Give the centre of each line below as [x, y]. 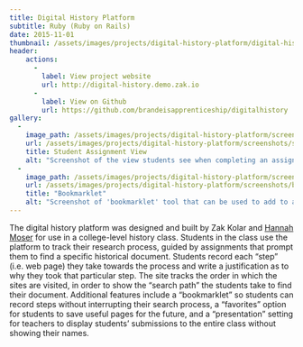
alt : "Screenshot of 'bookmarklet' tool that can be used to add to [157, 202]
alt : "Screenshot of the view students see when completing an [147, 160]
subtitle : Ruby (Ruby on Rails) [70, 26]
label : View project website [96, 77]
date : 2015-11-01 [42, 34]
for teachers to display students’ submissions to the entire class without [143, 323]
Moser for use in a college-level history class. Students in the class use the [149, 237]
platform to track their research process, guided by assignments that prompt [151, 247]
